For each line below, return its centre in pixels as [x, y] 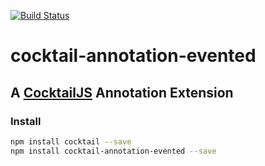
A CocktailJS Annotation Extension [122, 92]
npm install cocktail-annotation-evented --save [113, 151]
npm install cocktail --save [71, 141]
